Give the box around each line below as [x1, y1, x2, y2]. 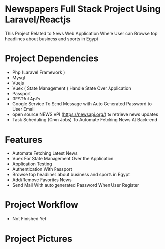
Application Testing [12, 161, 52, 167]
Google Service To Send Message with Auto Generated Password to [12, 100, 152, 107]
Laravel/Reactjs [5, 14, 71, 25]
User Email [12, 106, 35, 112]
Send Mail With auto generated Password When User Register [12, 182, 139, 188]
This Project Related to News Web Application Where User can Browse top [5, 30, 158, 36]
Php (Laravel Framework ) [12, 69, 65, 75]
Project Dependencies [5, 53, 99, 64]
